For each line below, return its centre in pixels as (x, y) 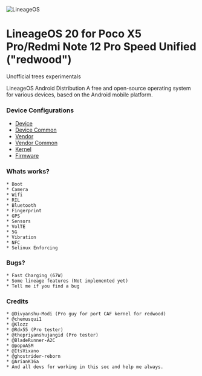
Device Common (36, 130)
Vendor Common (36, 143)
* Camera (17, 189)
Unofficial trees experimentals (44, 76)
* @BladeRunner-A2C (31, 341)
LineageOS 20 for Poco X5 (74, 34)
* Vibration (21, 237)
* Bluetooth (21, 205)
